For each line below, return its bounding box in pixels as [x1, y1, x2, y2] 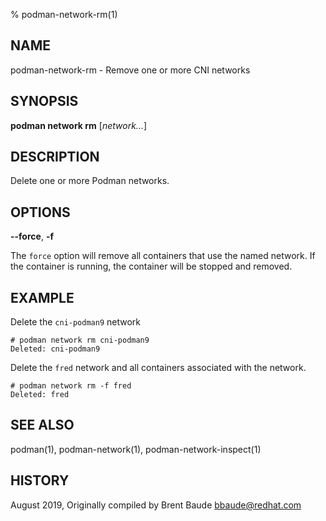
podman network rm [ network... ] [10, 119, 148, 131]
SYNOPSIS [10, 93, 79, 110]
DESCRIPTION [10, 149, 100, 166]
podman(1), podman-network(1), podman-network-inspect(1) [10, 443, 262, 455]
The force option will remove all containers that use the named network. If [10, 250, 316, 262]
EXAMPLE [10, 289, 75, 306]
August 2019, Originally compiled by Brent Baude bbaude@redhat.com [10, 499, 302, 511]
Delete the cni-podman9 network [10, 316, 142, 328]
